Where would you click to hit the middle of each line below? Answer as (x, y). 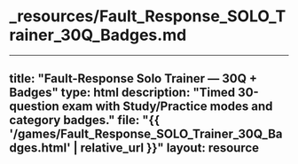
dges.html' (40, 148)
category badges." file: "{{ (84, 120)
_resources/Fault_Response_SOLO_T (148, 16)
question (34, 107)
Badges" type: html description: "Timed (122, 93)
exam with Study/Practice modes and (167, 107)
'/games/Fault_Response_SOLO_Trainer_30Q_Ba (146, 134)
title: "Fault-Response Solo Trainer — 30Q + (133, 78)
